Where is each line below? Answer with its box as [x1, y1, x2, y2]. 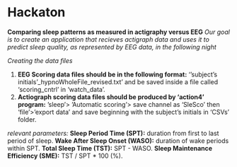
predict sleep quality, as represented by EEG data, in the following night [7, 42, 217, 51]
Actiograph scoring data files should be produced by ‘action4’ [17, 93, 204, 101]
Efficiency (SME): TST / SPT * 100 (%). [7, 151, 123, 160]
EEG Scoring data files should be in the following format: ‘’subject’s [17, 70, 218, 79]
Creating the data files [7, 56, 73, 64]
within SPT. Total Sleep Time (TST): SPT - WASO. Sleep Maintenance [7, 144, 213, 152]
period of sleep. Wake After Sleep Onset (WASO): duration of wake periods [7, 136, 229, 145]
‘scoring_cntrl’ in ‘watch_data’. [17, 85, 105, 93]
